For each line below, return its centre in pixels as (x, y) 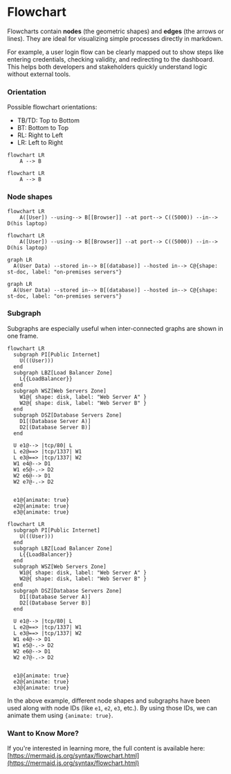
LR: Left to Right (40, 143)
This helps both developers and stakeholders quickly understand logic (107, 66)
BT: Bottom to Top (43, 128)
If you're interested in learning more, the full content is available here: (106, 748)
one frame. (23, 336)
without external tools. (39, 74)
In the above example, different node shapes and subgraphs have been (109, 701)
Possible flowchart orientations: (52, 107)
